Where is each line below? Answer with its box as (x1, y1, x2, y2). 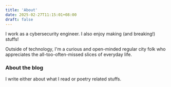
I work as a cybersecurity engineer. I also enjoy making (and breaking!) (5, 31, 156, 37)
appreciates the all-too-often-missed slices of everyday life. (5, 51, 132, 57)
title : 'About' (5, 7, 38, 13)
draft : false (5, 17, 33, 22)
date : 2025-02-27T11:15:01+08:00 (5, 12, 77, 17)
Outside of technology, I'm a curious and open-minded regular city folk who (5, 46, 166, 52)
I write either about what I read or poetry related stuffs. (5, 76, 122, 82)
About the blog (5, 64, 44, 71)
